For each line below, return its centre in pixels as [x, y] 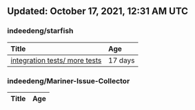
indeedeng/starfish [40, 31]
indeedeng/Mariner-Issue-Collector [69, 80]
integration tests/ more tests [56, 60]
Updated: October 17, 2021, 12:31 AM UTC [97, 11]
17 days [121, 60]
